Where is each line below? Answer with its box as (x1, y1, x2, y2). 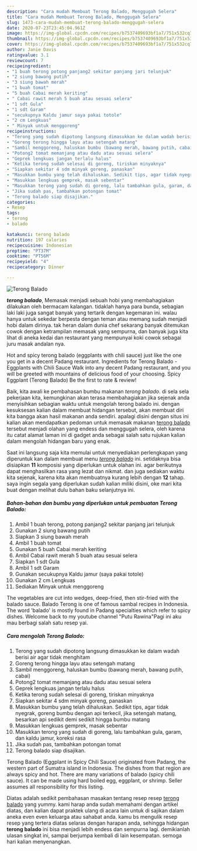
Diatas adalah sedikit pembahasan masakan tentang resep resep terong (6, 794, 179, 801)
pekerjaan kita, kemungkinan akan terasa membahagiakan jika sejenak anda (6, 394, 190, 401)
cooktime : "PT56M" (6, 253, 51, 259)
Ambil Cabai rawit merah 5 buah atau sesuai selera (15, 552, 138, 559)
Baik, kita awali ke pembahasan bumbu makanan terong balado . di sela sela (6, 388, 189, 395)
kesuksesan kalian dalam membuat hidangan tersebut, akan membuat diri (6, 406, 184, 413)
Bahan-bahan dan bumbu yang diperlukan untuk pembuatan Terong (6, 500, 178, 507)
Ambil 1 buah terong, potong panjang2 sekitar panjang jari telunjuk (15, 521, 175, 528)
